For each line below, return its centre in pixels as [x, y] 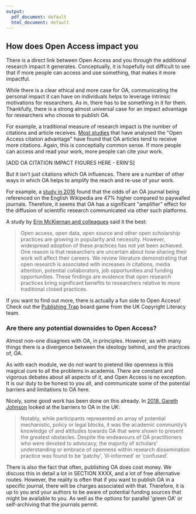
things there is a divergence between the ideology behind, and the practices [98, 347]
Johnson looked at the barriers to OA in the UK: [63, 407]
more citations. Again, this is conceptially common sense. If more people [94, 145]
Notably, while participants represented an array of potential [93, 418]
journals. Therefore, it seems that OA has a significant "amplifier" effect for [96, 204]
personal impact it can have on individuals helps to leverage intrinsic [89, 97]
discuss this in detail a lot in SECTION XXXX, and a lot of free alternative [93, 474]
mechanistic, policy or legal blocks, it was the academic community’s [104, 425]
